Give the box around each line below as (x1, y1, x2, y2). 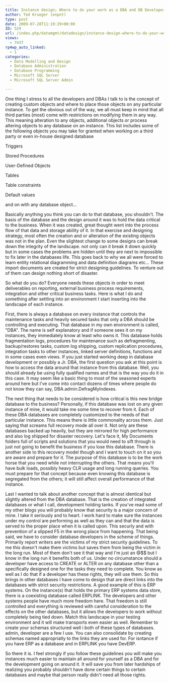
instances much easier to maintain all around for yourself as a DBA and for (5, 655, 159, 662)
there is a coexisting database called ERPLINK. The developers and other (5, 592, 157, 598)
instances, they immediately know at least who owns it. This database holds (5, 332, 162, 338)
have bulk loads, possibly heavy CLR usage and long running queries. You (5, 465, 159, 471)
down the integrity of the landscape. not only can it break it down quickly (5, 243, 157, 249)
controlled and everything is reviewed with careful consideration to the (5, 603, 152, 609)
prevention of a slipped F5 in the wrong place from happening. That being (5, 528, 158, 534)
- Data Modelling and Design (10, 59, 71, 64)
